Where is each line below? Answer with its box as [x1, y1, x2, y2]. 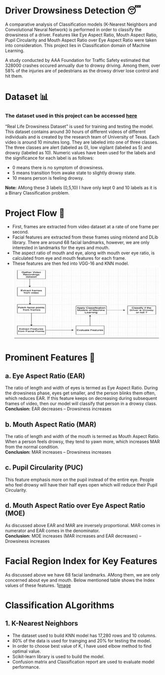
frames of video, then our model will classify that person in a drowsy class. [5, 401, 157, 407]
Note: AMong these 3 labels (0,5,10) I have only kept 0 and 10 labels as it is [5, 185, 157, 191]
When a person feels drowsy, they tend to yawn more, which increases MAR [5, 438, 160, 444]
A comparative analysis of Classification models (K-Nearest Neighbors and [5, 21, 157, 27]
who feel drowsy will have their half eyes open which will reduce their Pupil [5, 482, 158, 487]
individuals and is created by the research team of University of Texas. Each [5, 134, 160, 140]
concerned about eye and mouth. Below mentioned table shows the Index [5, 577, 155, 583]
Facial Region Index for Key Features [5, 555, 158, 567]
